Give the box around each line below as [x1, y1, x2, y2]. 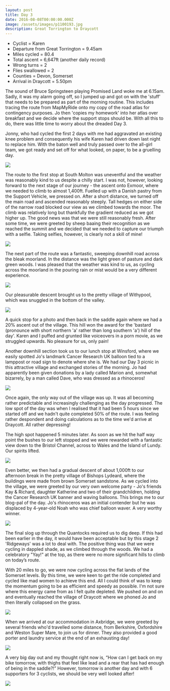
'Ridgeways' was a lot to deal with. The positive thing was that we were [5, 541, 155, 547]
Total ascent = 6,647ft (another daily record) [12, 57, 106, 63]
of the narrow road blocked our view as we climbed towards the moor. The [5, 204, 161, 210]
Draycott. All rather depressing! [5, 421, 71, 428]
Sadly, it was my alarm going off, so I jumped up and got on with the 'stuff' [5, 94, 161, 100]
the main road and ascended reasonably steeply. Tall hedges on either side [5, 199, 162, 205]
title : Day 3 [5, 12, 33, 17]
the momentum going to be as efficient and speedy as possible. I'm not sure [5, 583, 164, 589]
